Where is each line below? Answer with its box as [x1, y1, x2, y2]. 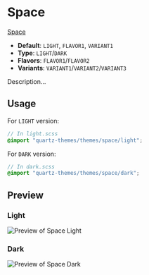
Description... [7, 77, 46, 85]
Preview [7, 189, 44, 201]
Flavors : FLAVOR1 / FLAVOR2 [17, 56, 90, 64]
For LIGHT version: [7, 116, 60, 125]
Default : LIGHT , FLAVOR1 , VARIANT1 [17, 41, 114, 49]
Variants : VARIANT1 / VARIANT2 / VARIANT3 [17, 63, 127, 72]
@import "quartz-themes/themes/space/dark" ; [7, 170, 140, 177]
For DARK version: [7, 149, 56, 158]
